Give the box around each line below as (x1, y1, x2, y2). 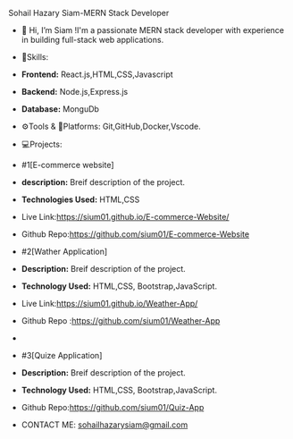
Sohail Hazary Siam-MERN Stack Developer (8, 8, 170, 18)
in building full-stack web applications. (21, 35, 164, 45)
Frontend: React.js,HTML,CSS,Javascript (21, 69, 173, 80)
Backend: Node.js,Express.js (21, 87, 129, 97)
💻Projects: (21, 139, 63, 149)
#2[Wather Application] (21, 246, 108, 257)
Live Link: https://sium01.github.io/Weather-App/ (21, 299, 198, 308)
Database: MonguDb (21, 104, 100, 114)
